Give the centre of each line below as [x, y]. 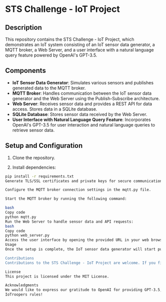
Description [23, 28]
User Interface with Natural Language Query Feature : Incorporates [82, 120]
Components [25, 71]
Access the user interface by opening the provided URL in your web [77, 240]
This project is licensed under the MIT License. [57, 276]
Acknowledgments [22, 285]
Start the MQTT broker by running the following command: [66, 199]
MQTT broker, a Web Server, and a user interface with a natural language [80, 50]
